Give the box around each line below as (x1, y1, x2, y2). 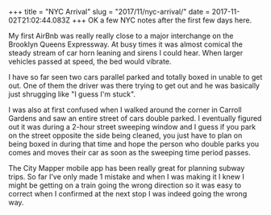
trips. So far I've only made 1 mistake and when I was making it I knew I (8, 172, 244, 181)
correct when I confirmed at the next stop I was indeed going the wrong (8, 189, 248, 198)
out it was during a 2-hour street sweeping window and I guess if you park (8, 122, 256, 131)
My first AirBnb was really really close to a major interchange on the (8, 31, 234, 40)
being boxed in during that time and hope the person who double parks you (8, 139, 260, 148)
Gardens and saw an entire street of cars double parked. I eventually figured (8, 114, 262, 123)
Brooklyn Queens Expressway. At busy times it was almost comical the (8, 39, 244, 49)
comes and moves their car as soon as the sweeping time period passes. (8, 148, 252, 157)
